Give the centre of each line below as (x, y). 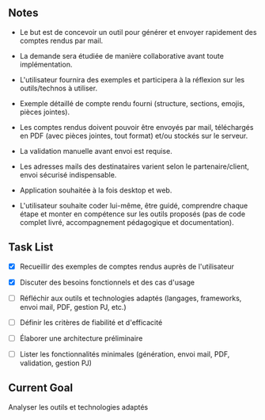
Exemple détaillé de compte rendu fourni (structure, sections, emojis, (132, 103)
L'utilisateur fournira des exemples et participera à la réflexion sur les (132, 79)
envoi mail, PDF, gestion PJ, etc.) (73, 307)
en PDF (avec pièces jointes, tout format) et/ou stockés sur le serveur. (134, 136)
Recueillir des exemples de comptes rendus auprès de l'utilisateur (127, 266)
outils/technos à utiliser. (58, 88)
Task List (31, 248)
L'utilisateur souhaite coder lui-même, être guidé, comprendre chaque (134, 205)
